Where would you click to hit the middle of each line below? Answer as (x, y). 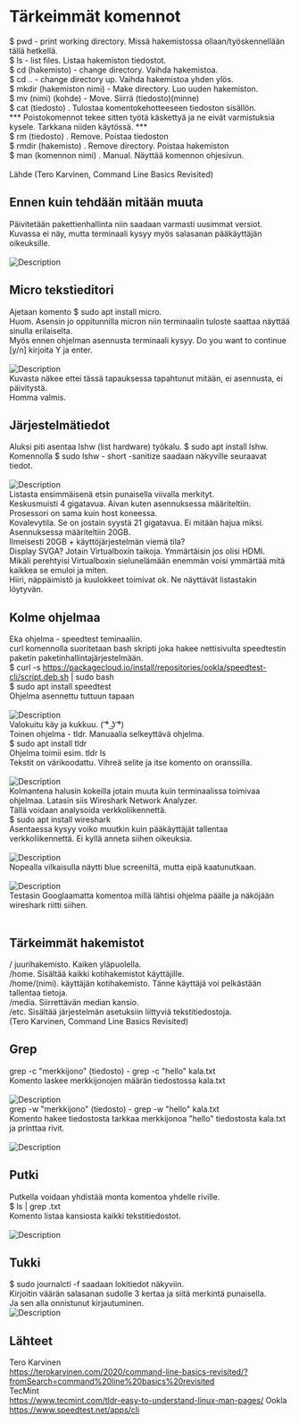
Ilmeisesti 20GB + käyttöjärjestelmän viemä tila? (97, 542)
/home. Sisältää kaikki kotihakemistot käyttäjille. (97, 974)
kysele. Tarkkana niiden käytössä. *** (79, 126)
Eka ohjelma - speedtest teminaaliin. (76, 639)
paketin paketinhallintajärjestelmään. (76, 658)
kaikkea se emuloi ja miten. (59, 571)
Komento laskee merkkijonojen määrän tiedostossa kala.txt (117, 1081)
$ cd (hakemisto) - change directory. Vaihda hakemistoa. (114, 70)
